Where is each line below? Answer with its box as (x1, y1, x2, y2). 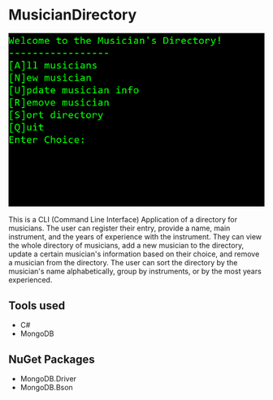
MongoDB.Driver (19, 373, 77, 383)
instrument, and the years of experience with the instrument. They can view (8, 232, 262, 242)
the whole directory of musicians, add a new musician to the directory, (8, 241, 245, 251)
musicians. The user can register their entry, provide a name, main (8, 223, 231, 233)
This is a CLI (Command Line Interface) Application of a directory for (8, 215, 238, 225)
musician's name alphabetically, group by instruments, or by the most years (8, 266, 262, 277)
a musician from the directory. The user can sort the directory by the (8, 258, 238, 268)
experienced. (8, 275, 53, 285)
